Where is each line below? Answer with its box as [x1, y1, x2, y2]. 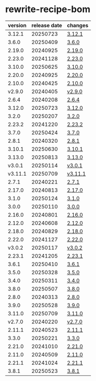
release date [31, 22, 62, 29]
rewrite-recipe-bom [5, 4, 90, 15]
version [8, 22, 27, 29]
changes [67, 22, 88, 29]
